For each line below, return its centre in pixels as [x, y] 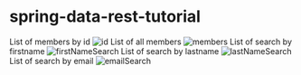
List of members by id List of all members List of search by [150, 42]
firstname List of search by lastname [114, 51]
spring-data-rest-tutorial [105, 17]
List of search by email [52, 61]
